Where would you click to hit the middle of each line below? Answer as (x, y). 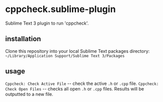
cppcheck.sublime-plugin (61, 9)
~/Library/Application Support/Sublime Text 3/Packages (65, 56)
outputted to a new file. (29, 94)
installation (23, 39)
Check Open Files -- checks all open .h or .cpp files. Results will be (75, 88)
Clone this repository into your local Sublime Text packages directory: (77, 51)
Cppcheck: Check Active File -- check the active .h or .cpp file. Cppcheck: (82, 83)
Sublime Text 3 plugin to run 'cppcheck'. (47, 23)
